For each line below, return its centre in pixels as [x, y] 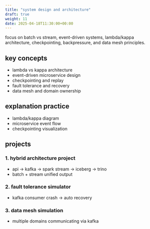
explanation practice [37, 106]
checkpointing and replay [38, 81]
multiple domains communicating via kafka [55, 221]
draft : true [17, 14]
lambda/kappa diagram [36, 118]
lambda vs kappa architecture [42, 70]
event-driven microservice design [46, 75]
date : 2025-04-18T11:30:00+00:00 [39, 23]
